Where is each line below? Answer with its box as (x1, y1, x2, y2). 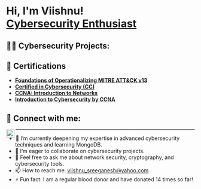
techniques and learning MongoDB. (14, 141, 103, 148)
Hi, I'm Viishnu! (6, 4, 84, 18)
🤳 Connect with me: (6, 113, 81, 123)
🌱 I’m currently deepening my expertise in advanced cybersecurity (16, 135, 180, 142)
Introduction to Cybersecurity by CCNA (14, 96, 115, 103)
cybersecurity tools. (14, 160, 65, 167)
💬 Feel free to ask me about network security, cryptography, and (14, 154, 175, 161)
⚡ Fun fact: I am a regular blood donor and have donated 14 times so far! (14, 176, 193, 183)
